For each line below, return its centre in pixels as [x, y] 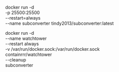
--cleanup [16, 60]
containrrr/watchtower [29, 54]
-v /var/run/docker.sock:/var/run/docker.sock [52, 49]
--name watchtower [26, 38]
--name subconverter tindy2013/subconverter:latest [59, 23]
